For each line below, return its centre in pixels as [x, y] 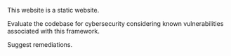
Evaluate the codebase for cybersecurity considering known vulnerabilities [115, 23]
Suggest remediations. [40, 44]
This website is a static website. [53, 10]
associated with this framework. [53, 31]
